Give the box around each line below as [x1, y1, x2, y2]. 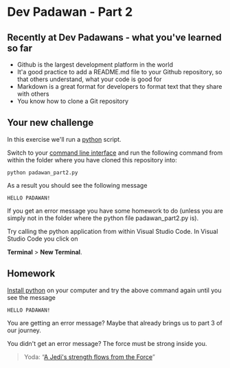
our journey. [7, 326, 41, 334]
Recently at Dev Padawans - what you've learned [7, 32, 222, 43]
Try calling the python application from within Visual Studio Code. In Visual [7, 227, 218, 235]
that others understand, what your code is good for [16, 75, 163, 83]
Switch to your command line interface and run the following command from [7, 149, 223, 157]
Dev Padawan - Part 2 [7, 4, 133, 20]
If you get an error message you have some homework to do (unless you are [7, 206, 223, 215]
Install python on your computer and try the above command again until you [7, 286, 222, 294]
